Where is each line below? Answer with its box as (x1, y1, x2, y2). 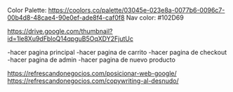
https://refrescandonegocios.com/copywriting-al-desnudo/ (7, 77, 179, 85)
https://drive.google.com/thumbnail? (7, 27, 113, 35)
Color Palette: (7, 6, 47, 14)
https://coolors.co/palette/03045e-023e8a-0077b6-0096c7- (48, 6, 225, 14)
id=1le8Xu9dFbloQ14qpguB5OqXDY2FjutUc (7, 34, 133, 43)
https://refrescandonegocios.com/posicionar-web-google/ (7, 70, 177, 77)
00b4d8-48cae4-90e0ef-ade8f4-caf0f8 (7, 13, 125, 22)
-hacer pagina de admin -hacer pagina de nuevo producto (7, 55, 175, 64)
